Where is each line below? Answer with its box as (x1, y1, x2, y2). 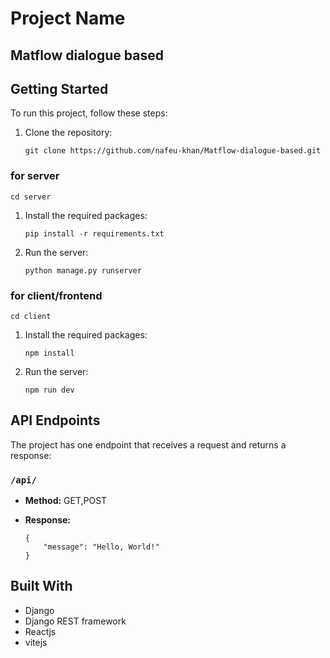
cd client (10, 311, 52, 321)
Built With (10, 578, 73, 595)
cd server (10, 192, 52, 202)
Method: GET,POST (24, 495, 108, 507)
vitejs (24, 636, 48, 648)
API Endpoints (10, 412, 101, 429)
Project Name (10, 7, 126, 30)
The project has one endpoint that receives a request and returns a (10, 438, 287, 451)
